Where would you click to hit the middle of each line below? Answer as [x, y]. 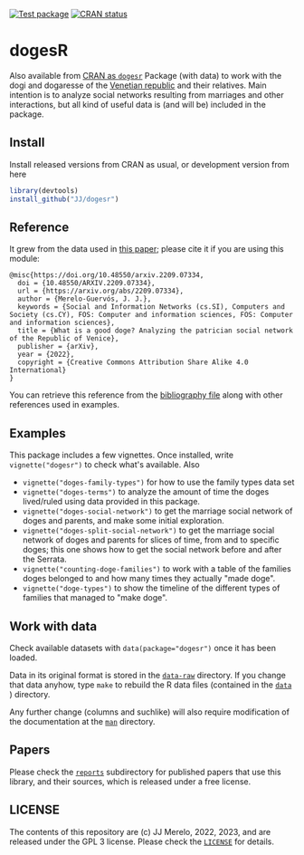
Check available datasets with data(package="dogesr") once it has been [142, 648]
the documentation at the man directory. [82, 721]
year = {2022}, [46, 355]
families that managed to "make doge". [95, 598]
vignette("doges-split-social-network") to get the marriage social [148, 531]
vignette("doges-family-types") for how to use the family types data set [158, 482]
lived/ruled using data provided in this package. [111, 502]
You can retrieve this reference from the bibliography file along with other [146, 395]
